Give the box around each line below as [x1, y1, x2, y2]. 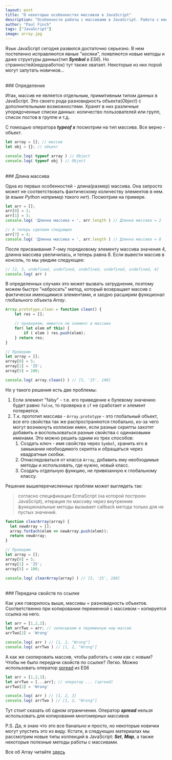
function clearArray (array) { [5, 519, 70, 524]
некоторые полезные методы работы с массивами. [5, 739, 119, 745]
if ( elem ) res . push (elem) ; [24, 330, 86, 335]
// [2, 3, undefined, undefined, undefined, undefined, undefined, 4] [5, 267, 159, 272]
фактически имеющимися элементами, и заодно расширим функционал [5, 291, 165, 298]
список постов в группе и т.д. [5, 114, 70, 120]
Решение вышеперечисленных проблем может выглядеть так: [5, 482, 143, 489]
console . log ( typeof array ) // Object [5, 153, 91, 159]
